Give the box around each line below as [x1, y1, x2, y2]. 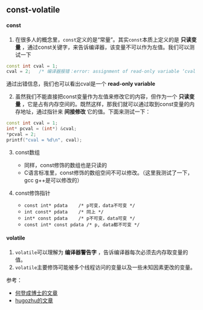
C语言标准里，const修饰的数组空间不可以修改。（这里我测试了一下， [24, 169, 193, 176]
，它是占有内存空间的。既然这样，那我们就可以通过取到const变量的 [22, 101, 190, 108]
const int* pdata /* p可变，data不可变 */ [24, 202, 135, 209]
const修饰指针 [14, 189, 51, 197]
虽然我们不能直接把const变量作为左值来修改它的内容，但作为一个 [14, 93, 178, 100]
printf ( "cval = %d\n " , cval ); [6, 137, 83, 143]
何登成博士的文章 [14, 289, 58, 297]
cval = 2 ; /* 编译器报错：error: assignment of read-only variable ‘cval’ [6, 69, 199, 75]
